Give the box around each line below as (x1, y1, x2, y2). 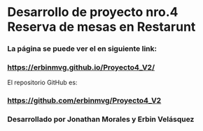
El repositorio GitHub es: (7, 78, 78, 87)
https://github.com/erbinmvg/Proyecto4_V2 (7, 95, 162, 105)
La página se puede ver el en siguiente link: (7, 44, 157, 54)
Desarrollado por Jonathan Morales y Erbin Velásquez (7, 114, 195, 124)
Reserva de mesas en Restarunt (7, 19, 196, 35)
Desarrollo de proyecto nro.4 (7, 4, 178, 20)
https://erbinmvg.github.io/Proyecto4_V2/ (7, 63, 155, 72)
